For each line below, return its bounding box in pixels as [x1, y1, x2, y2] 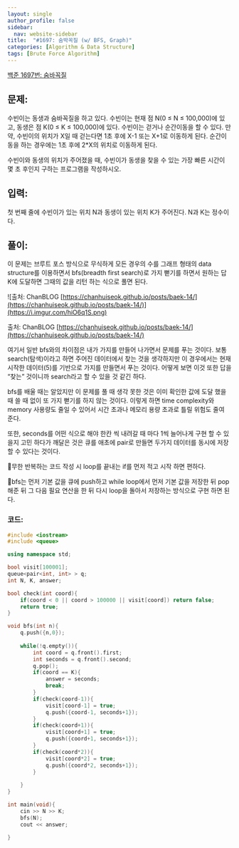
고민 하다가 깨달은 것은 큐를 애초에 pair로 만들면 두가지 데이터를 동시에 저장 [20, 438, 229, 447]
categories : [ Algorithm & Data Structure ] [7, 43, 135, 51]
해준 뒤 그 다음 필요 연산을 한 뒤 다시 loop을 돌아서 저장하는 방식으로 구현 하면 [7, 486, 223, 495]
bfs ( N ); [20, 814, 43, 822]
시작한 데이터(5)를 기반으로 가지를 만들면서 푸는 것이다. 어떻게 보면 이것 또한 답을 [7, 363, 232, 372]
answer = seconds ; [45, 676, 100, 683]
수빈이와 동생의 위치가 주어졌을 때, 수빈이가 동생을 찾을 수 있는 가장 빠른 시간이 [7, 155, 225, 164]
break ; [45, 682, 65, 690]
